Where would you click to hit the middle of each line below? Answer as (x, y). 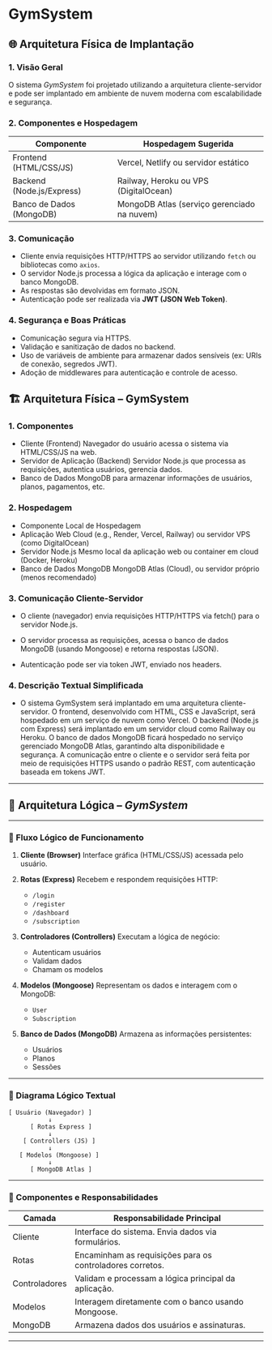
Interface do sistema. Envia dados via (146, 1232)
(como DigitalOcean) (55, 542)
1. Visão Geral (36, 67)
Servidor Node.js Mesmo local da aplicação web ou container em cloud (139, 551)
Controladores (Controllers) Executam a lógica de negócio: (120, 936)
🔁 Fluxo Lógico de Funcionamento (76, 838)
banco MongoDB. (49, 282)
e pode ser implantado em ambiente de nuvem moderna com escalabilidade (135, 93)
